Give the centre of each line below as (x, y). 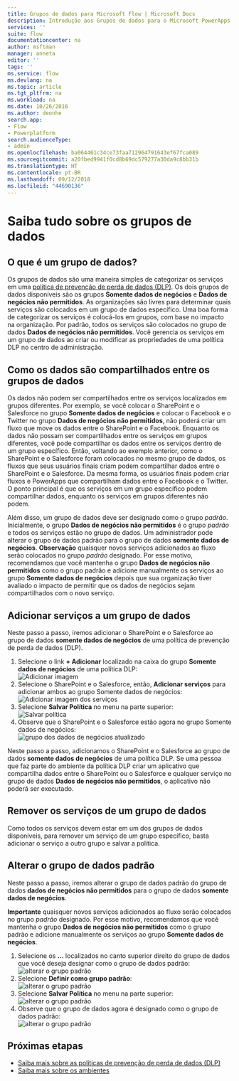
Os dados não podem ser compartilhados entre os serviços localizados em (117, 398)
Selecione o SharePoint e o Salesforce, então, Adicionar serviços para (122, 684)
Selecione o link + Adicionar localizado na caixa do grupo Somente (117, 661)
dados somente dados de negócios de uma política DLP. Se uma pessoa (115, 758)
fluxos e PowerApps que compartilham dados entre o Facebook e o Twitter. (118, 481)
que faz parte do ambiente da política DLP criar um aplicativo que (103, 766)
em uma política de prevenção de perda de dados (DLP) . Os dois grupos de (118, 287)
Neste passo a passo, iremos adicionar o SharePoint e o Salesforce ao (110, 633)
